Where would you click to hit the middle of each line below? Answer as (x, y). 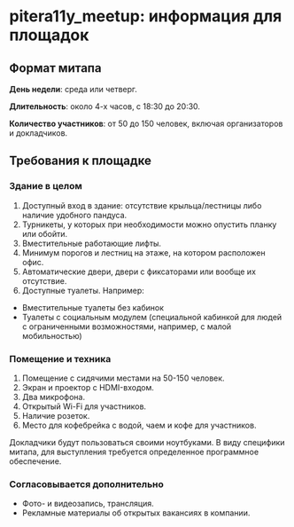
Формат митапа (55, 68)
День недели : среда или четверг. (73, 89)
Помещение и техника (60, 358)
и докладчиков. (39, 133)
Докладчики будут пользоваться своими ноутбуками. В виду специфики (147, 442)
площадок (49, 35)
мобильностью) (52, 335)
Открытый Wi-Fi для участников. (84, 406)
